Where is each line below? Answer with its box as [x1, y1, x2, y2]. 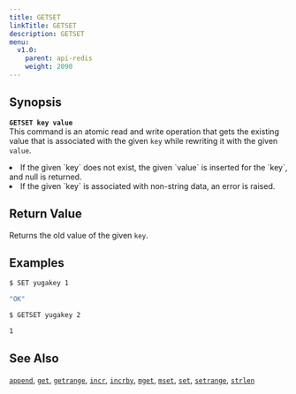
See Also [9, 351, 59, 367]
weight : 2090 [25, 63, 73, 72]
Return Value [9, 207, 82, 222]
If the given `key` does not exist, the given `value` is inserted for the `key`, [20, 162, 288, 172]
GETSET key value [9, 118, 73, 127]
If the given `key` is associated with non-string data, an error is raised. [20, 180, 276, 191]
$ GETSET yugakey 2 [9, 311, 81, 320]
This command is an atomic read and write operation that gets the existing [9, 125, 280, 137]
